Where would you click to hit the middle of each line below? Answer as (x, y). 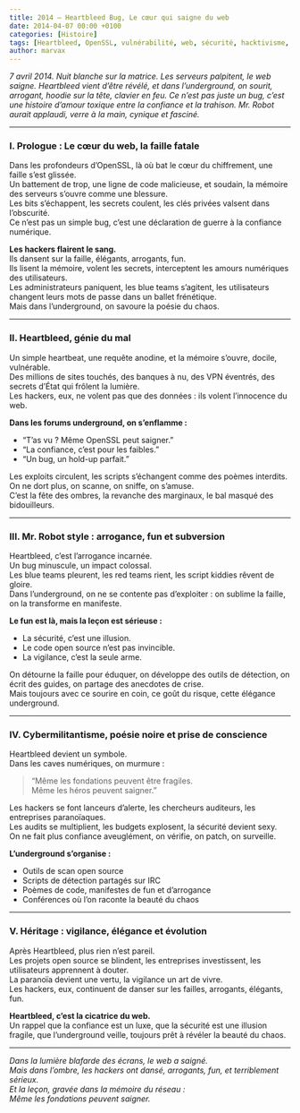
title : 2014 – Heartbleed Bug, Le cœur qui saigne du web (119, 17)
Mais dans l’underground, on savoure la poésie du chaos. (115, 306)
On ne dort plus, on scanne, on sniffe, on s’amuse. (102, 485)
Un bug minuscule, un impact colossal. (80, 566)
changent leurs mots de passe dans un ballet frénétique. (113, 297)
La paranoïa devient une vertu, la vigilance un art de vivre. (116, 979)
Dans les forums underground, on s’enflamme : (98, 423)
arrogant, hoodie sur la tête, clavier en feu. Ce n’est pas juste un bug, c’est (147, 96)
